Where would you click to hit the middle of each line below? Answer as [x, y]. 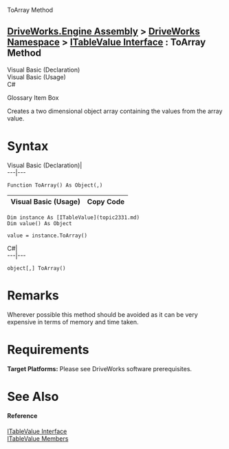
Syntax [28, 146]
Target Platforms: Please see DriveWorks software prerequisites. [100, 368]
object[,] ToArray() [37, 268]
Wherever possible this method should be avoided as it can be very [102, 314]
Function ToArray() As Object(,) [55, 185]
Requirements [48, 349]
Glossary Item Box [33, 97]
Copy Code [106, 201]
